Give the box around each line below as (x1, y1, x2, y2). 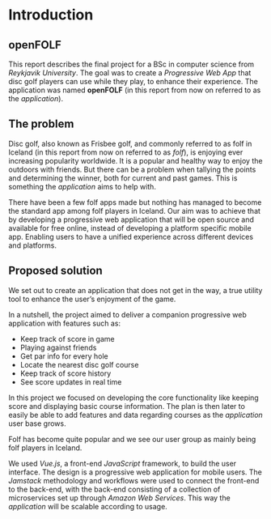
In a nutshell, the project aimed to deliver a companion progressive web (8, 309, 247, 319)
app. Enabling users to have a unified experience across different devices (8, 232, 253, 241)
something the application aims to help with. (8, 181, 156, 191)
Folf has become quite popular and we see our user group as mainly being (8, 434, 256, 444)
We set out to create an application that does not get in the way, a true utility (8, 285, 263, 295)
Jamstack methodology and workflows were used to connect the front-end (8, 475, 260, 485)
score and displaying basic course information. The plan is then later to (8, 401, 245, 411)
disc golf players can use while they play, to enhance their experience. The (8, 77, 259, 86)
